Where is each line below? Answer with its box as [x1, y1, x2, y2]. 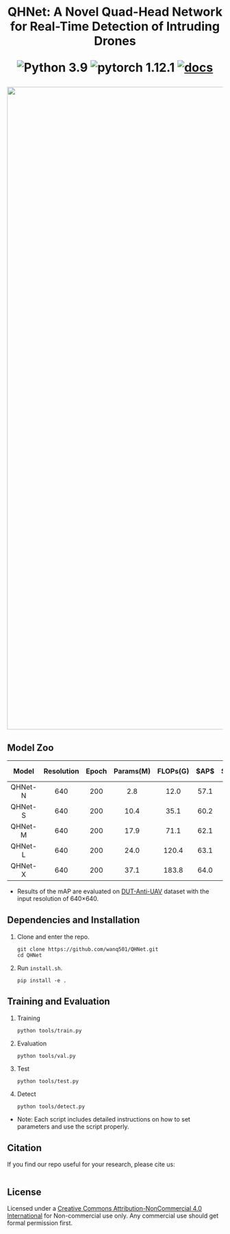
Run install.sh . [16, 964, 63, 972]
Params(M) [114, 766, 151, 775]
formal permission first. [7, 1219, 73, 1227]
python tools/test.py [16, 1078, 79, 1085]
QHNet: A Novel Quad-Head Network [8, 4, 222, 20]
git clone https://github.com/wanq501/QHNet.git [16, 945, 159, 953]
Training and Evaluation [7, 995, 111, 1008]
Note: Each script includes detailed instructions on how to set [16, 1115, 190, 1123]
